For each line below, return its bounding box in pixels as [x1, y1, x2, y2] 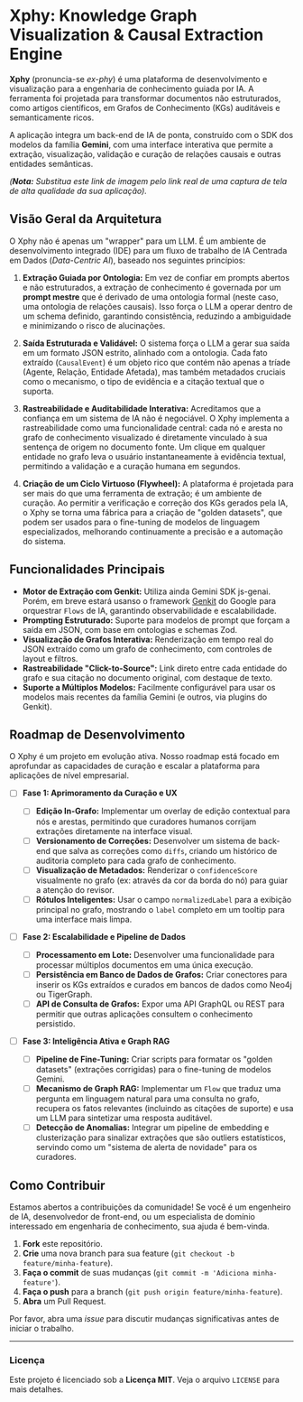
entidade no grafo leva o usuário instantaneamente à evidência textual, [22, 450, 287, 461]
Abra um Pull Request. [22, 1296, 106, 1306]
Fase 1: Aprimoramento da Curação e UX [22, 787, 178, 799]
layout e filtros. [22, 653, 78, 664]
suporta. [22, 385, 54, 396]
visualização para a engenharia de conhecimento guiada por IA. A [9, 83, 254, 94]
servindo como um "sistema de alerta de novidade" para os [35, 1142, 258, 1153]
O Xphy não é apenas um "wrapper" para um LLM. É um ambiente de [9, 236, 267, 246]
